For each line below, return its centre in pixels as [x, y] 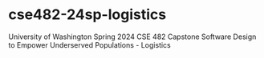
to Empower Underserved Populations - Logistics [89, 44]
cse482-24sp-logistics [87, 15]
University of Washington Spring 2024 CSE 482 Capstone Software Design [132, 37]
